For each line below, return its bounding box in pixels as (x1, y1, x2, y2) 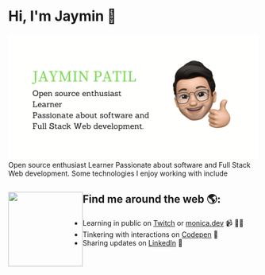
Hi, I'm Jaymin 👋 (8, 7, 117, 25)
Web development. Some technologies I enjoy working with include (8, 168, 229, 178)
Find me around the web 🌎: (83, 192, 221, 206)
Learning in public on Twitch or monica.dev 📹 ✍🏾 (83, 218, 244, 227)
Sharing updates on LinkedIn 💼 (83, 238, 183, 247)
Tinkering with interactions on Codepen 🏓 (83, 230, 218, 239)
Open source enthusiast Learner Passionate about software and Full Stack (8, 160, 252, 169)
